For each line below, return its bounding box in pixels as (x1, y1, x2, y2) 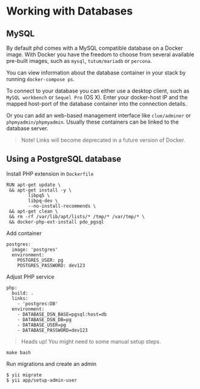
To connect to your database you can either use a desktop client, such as (6, 87, 190, 95)
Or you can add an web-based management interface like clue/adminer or (6, 112, 192, 119)
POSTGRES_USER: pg (17, 257, 64, 263)
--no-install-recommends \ (28, 203, 96, 209)
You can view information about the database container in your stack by (6, 69, 186, 76)
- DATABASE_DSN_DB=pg (17, 316, 72, 322)
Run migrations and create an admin (6, 360, 97, 367)
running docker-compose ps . (6, 76, 75, 82)
